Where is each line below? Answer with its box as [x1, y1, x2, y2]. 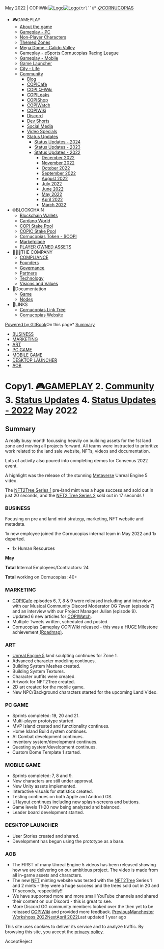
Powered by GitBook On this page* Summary [5, 322, 95, 327]
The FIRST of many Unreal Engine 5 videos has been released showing [12, 862, 156, 868]
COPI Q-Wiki [27, 87, 53, 92]
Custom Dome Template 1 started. [12, 749, 81, 755]
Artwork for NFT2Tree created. [12, 678, 75, 684]
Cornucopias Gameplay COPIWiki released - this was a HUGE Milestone [12, 624, 158, 630]
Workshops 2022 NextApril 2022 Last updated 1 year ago [12, 914, 127, 920]
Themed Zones [19, 39, 51, 45]
